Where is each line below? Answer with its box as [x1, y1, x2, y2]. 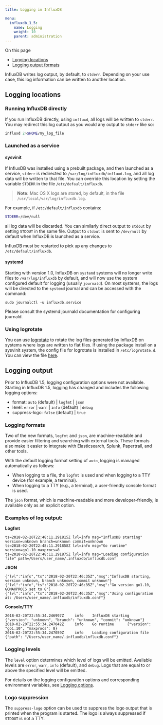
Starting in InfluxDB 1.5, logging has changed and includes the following [5, 384, 149, 390]
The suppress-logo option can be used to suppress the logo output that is [5, 705, 152, 711]
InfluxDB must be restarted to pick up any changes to [5, 243, 112, 249]
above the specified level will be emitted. [5, 667, 87, 673]
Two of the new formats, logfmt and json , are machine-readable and [5, 433, 143, 438]
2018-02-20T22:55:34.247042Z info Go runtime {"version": [5, 622, 151, 627]
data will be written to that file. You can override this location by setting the [5, 176, 155, 181]
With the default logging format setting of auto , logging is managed [5, 458, 140, 464]
